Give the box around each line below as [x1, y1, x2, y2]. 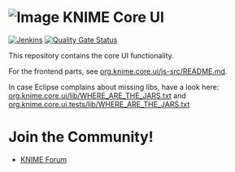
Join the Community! [8, 128, 154, 146]
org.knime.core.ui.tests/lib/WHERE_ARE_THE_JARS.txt [8, 99, 190, 109]
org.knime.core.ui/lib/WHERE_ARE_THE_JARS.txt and [8, 90, 187, 101]
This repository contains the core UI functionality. [8, 50, 175, 60]
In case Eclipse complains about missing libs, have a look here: [8, 82, 220, 92]
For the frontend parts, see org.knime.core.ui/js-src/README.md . [8, 66, 228, 76]
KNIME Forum [20, 154, 67, 164]
